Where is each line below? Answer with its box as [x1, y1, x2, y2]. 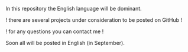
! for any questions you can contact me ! [5, 28, 104, 35]
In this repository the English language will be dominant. [5, 5, 142, 12]
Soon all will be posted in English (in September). [5, 40, 125, 46]
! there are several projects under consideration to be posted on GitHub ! [5, 17, 183, 23]
